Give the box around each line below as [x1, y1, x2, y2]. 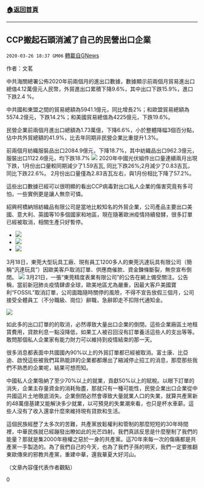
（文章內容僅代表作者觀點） [6, 464, 76, 471]
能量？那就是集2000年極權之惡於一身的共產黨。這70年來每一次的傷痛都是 [6, 436, 191, 443]
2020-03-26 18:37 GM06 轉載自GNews [6, 52, 100, 59]
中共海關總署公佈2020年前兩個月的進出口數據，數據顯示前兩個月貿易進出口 [6, 78, 195, 85]
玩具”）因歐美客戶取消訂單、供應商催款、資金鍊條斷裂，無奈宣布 [24, 266, 187, 273]
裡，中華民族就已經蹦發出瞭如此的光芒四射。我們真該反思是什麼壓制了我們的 [6, 428, 198, 436]
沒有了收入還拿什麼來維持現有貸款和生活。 [16, 408, 123, 415]
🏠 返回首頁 [6, 5, 39, 13]
